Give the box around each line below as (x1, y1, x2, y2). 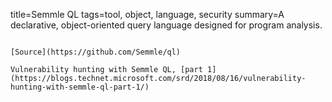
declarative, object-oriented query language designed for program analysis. (10, 19, 323, 31)
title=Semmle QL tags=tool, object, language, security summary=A (10, 9, 285, 20)
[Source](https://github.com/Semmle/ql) (10, 47, 182, 57)
